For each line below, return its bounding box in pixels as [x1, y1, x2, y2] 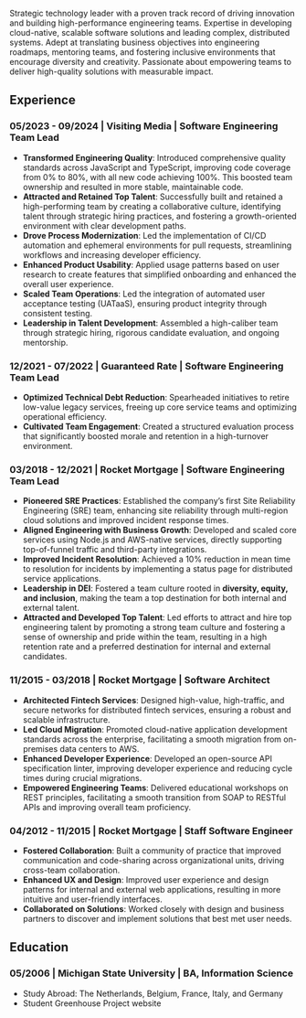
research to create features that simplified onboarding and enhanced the [22, 269, 297, 280]
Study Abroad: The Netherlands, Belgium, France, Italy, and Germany [22, 988, 283, 999]
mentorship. [22, 337, 69, 348]
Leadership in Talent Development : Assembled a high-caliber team [22, 317, 279, 328]
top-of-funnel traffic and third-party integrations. [22, 544, 207, 555]
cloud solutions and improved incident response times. [22, 515, 229, 526]
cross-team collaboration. [22, 864, 121, 875]
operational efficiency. [22, 411, 108, 422]
